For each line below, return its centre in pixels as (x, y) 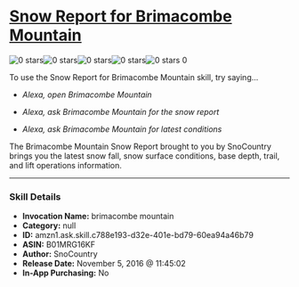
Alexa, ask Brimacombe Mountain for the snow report (121, 111)
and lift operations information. (65, 165)
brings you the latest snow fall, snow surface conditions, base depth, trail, (145, 156)
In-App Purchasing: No (65, 273)
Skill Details (35, 196)
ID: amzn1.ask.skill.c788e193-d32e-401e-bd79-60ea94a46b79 (137, 235)
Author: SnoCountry (60, 254)
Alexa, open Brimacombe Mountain (87, 94)
